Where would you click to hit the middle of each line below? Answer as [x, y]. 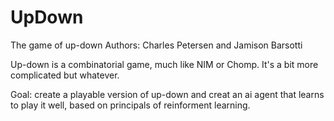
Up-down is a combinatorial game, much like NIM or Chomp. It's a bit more [164, 64]
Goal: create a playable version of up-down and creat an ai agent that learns [167, 94]
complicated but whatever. [65, 75]
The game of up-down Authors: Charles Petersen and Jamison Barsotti [156, 45]
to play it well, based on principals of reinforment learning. [130, 105]
